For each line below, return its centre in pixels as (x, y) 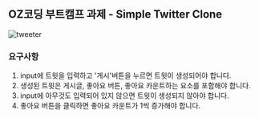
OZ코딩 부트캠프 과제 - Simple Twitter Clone (115, 14)
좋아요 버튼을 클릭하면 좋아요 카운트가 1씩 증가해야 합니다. (110, 106)
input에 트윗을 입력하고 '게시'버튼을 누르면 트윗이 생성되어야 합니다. (125, 75)
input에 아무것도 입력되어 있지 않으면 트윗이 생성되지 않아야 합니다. (125, 96)
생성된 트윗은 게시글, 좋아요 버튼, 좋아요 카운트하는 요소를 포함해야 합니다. (135, 86)
